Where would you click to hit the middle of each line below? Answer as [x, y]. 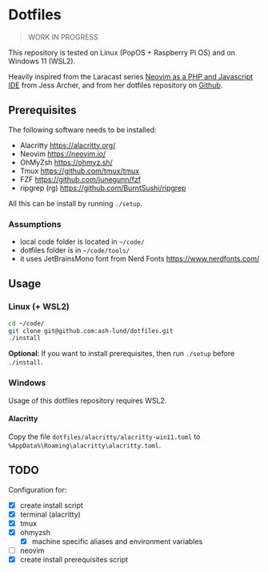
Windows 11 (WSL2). [42, 61]
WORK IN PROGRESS [63, 37]
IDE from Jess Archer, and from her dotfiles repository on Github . [116, 85]
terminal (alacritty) [50, 514]
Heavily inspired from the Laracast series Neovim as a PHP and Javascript [131, 76]
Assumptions [35, 224]
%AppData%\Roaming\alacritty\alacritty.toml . [85, 445]
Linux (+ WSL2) [39, 306]
